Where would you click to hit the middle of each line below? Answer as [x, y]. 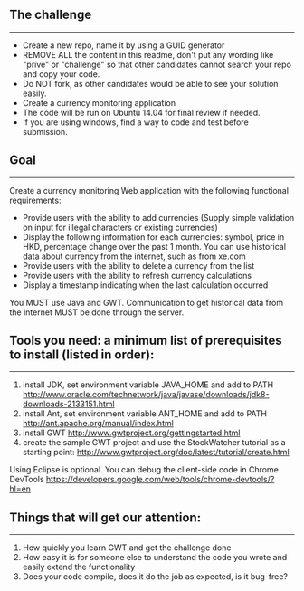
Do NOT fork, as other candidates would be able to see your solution [150, 83]
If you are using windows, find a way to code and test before [135, 122]
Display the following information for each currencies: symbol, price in [153, 237]
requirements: [35, 200]
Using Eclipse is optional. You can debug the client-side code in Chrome [144, 470]
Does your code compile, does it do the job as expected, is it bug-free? [155, 577]
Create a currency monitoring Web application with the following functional [149, 190]
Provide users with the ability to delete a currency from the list [138, 265]
